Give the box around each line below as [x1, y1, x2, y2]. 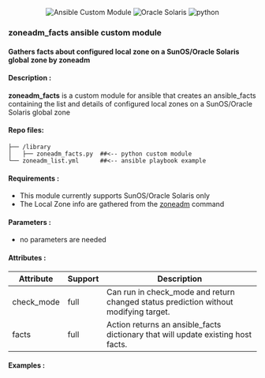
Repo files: [8, 125, 45, 135]
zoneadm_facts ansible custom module [8, 27, 162, 38]
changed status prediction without [106, 296, 234, 307]
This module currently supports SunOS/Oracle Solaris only [19, 191, 211, 200]
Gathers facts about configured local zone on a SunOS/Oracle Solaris [8, 47, 240, 56]
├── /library [8, 143, 51, 151]
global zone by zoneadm [8, 55, 91, 65]
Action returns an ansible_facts [106, 319, 222, 330]
